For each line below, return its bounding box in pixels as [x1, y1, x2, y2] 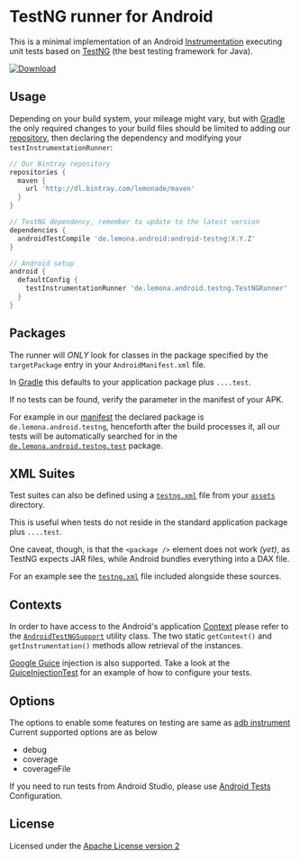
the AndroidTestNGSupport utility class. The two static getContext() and [9, 630, 272, 641]
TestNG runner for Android [9, 6, 214, 27]
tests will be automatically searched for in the [9, 430, 178, 441]
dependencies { [9, 225, 67, 235]
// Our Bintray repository [9, 159, 111, 168]
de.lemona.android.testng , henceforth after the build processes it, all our [9, 421, 281, 431]
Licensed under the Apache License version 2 [9, 840, 180, 851]
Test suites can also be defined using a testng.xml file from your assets [9, 490, 276, 501]
